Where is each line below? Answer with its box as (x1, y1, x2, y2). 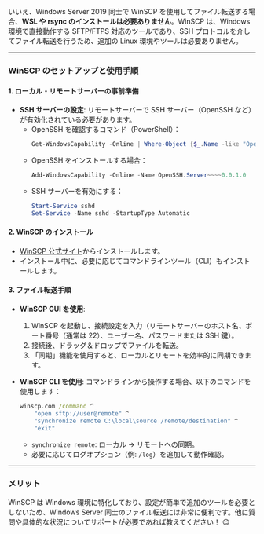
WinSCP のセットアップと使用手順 (8, 65, 139, 76)
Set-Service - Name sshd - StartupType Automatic (31, 209, 190, 218)
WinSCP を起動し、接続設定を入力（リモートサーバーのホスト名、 (31, 321, 246, 331)
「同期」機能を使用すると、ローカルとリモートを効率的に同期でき (31, 350, 245, 360)
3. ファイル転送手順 (8, 285, 72, 294)
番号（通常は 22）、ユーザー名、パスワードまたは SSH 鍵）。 (45, 331, 239, 340)
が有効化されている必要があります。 (19, 115, 136, 124)
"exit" (34, 424, 56, 432)
